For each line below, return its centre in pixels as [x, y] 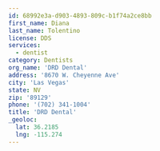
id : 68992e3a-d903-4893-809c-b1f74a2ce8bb [80, 16]
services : [25, 46]
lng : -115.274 [39, 134]
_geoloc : [23, 120]
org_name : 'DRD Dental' [48, 68]
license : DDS [30, 38]
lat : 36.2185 [37, 127]
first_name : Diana [39, 23]
